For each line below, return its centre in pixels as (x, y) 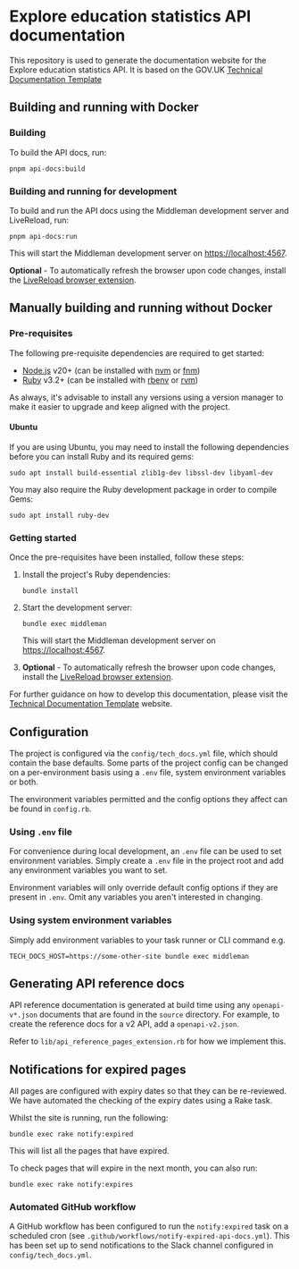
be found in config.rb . (50, 808)
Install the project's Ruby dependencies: (96, 575)
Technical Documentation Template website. (91, 704)
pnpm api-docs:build (48, 169)
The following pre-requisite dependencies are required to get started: (137, 353)
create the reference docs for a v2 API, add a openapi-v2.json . (124, 1024)
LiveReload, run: (39, 220)
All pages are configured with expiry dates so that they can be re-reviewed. (148, 1091)
